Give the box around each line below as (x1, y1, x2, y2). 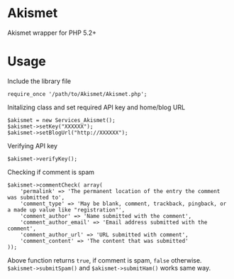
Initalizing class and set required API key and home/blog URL (7, 103, 186, 111)
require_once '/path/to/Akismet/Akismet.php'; (7, 90, 147, 97)
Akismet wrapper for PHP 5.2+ (7, 28, 97, 37)
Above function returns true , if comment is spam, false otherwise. (7, 256, 202, 264)
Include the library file (7, 77, 72, 85)
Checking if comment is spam (7, 168, 94, 176)
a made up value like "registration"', (7, 206, 126, 214)
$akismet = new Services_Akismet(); (7, 116, 116, 124)
